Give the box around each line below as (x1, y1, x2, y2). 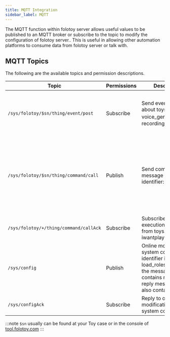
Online (141, 242, 157, 249)
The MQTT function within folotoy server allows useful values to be (5, 26, 145, 32)
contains (141, 274, 162, 281)
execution (141, 221, 165, 229)
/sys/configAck (8, 302, 45, 308)
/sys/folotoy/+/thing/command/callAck (8, 225, 101, 231)
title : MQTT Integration (5, 7, 58, 13)
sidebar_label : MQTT (5, 12, 49, 17)
